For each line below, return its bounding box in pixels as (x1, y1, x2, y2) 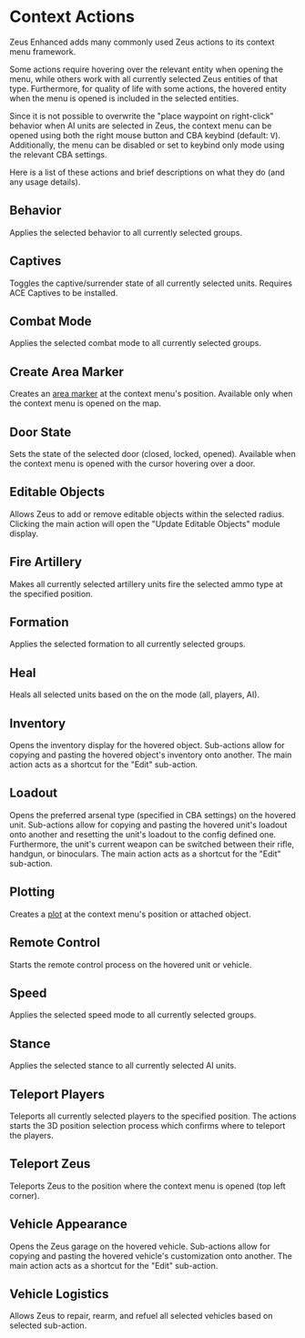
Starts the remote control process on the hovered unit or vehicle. (9, 958, 252, 970)
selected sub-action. (9, 1320, 87, 1331)
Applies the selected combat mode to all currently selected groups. (9, 338, 262, 349)
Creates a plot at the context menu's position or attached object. (9, 908, 252, 919)
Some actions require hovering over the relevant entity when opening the (9, 64, 284, 75)
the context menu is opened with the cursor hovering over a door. (9, 458, 256, 469)
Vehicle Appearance (9, 1217, 127, 1232)
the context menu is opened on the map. (9, 398, 162, 409)
